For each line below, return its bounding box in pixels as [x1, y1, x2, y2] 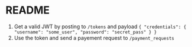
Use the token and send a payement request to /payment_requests [14, 34, 174, 41]
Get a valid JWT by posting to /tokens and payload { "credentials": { [14, 23, 187, 30]
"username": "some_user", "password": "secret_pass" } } [14, 29, 157, 35]
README [5, 4, 50, 17]
